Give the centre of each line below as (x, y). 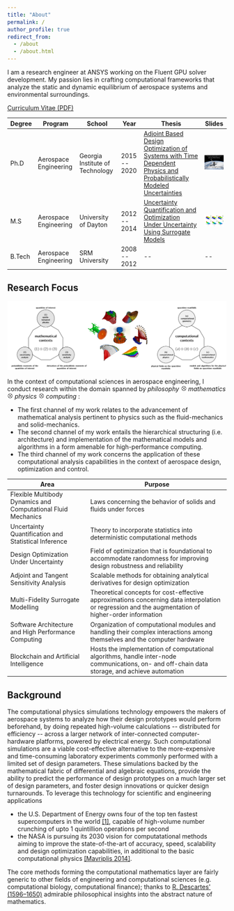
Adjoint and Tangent (39, 576)
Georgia (91, 155)
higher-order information (126, 615)
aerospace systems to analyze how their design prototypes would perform (114, 719)
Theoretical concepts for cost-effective (147, 592)
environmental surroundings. (49, 94)
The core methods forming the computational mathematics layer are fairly (113, 872)
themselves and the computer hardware (147, 639)
